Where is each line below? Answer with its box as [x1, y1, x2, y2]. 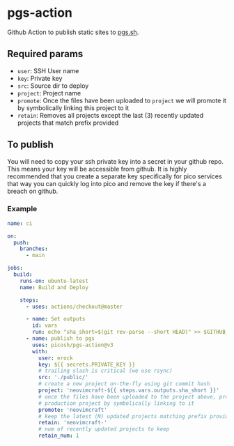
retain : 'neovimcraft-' [38, 420, 108, 426]
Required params [7, 48, 84, 60]
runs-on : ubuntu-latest [19, 277, 89, 284]
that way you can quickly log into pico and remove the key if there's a [7, 179, 207, 187]
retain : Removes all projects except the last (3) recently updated [17, 111, 204, 119]
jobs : [7, 265, 23, 272]
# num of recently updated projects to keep [38, 426, 170, 433]
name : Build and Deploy [19, 284, 89, 291]
